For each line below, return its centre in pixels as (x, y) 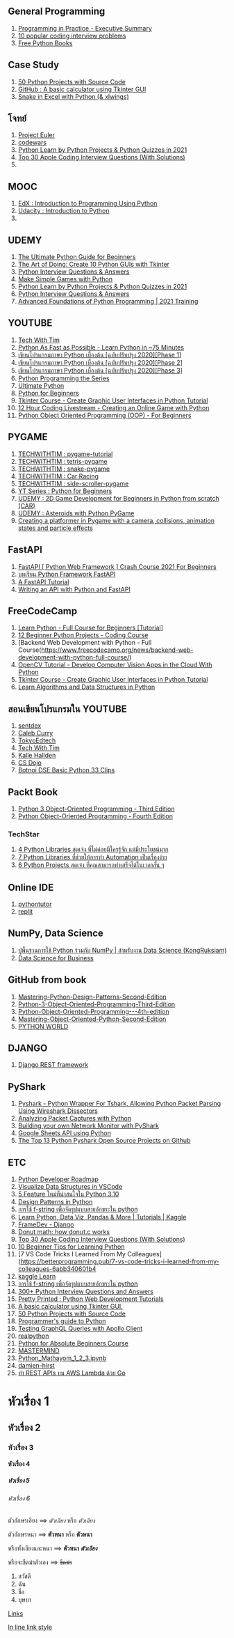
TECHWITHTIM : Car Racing (58, 476)
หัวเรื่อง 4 (19, 1464)
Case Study (34, 65)
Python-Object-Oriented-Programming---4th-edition (93, 1011)
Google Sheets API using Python (65, 1133)
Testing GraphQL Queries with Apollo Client (80, 1329)
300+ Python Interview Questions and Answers (85, 1292)
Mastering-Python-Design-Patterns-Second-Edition (92, 997)
